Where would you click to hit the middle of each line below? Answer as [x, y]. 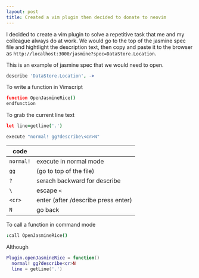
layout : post [22, 12]
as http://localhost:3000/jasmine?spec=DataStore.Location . [81, 53]
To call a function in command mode [51, 224]
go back [48, 209]
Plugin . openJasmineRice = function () [53, 258]
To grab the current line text [41, 115]
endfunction [21, 104]
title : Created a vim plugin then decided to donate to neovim [86, 17]
